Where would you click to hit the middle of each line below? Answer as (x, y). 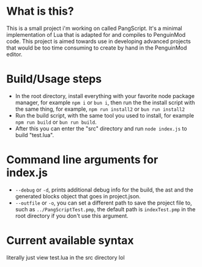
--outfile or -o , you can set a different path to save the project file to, (103, 203)
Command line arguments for (82, 160)
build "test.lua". (35, 135)
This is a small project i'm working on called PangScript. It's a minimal (94, 28)
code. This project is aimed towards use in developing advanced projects (99, 41)
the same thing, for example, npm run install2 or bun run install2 (100, 109)
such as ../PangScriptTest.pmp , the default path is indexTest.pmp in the (105, 209)
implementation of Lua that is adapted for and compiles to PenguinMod (96, 34)
